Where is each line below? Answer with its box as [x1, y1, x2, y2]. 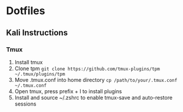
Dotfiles [6, 4, 45, 18]
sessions [14, 100, 36, 107]
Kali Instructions [6, 28, 68, 38]
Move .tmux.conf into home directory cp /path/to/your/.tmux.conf [14, 76, 178, 83]
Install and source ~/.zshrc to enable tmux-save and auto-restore [14, 94, 172, 101]
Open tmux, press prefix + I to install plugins [14, 87, 122, 95]
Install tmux [14, 58, 43, 65]
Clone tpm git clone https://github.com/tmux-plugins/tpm [14, 65, 160, 72]
